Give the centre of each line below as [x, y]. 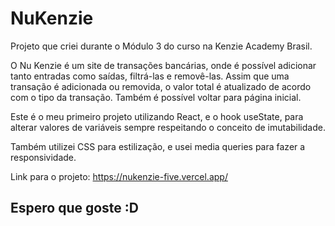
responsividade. [43, 157]
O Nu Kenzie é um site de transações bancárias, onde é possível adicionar [163, 65]
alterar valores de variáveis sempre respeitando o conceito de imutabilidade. [168, 127]
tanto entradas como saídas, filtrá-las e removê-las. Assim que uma [150, 76]
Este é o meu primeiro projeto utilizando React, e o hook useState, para [157, 116]
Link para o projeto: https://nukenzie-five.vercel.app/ [119, 176]
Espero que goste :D [75, 208]
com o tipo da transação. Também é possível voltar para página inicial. [156, 97]
